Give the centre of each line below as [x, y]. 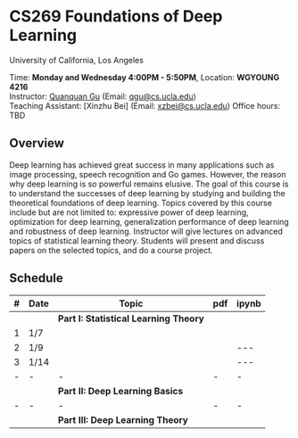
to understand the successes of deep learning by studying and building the [147, 193]
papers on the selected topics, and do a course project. [111, 250]
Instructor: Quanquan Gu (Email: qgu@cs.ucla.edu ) [103, 96]
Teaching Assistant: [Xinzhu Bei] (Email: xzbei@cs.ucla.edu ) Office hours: [145, 105]
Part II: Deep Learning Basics [120, 391]
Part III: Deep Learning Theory [123, 419]
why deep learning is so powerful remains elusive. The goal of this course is [149, 184]
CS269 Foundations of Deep [116, 17]
